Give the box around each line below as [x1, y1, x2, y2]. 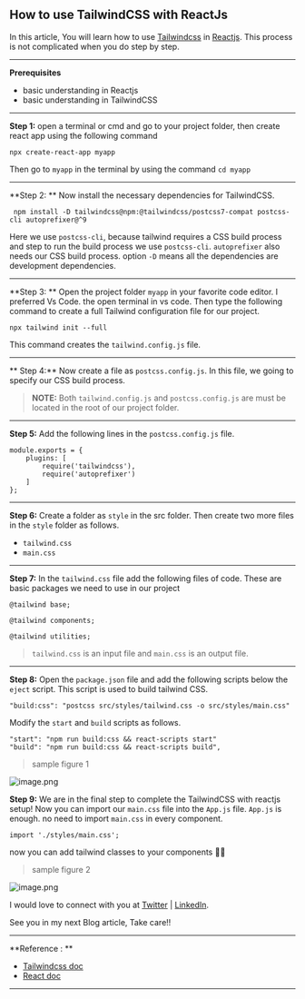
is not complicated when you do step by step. [9, 41, 180, 52]
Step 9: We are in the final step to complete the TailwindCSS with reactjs [9, 794, 281, 805]
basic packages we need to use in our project [9, 582, 181, 593]
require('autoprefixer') [42, 470, 136, 479]
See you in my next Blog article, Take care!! [9, 916, 172, 927]
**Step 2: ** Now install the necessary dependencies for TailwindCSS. [9, 190, 275, 201]
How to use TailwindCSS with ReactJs [9, 7, 229, 23]
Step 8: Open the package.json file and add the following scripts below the [9, 674, 289, 685]
